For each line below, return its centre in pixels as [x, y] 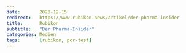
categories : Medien [31, 35]
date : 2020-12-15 [37, 12]
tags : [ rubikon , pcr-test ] [49, 40]
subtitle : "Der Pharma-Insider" [51, 29]
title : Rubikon [33, 23]
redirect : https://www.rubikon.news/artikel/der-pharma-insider [93, 18]
